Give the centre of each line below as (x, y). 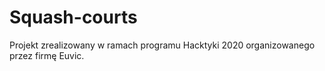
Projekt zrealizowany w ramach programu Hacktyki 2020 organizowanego (162, 45)
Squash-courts (73, 17)
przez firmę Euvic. (47, 55)
